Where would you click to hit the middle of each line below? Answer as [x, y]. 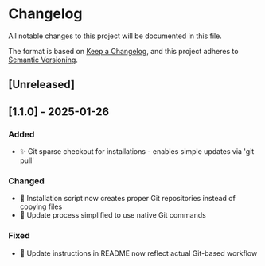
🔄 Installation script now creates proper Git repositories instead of [128, 199]
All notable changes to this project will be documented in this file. [115, 36]
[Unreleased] [42, 85]
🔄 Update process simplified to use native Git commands [113, 215]
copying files [41, 206]
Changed [27, 181]
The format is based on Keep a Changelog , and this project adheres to [123, 51]
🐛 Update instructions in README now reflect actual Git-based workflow [138, 253]
